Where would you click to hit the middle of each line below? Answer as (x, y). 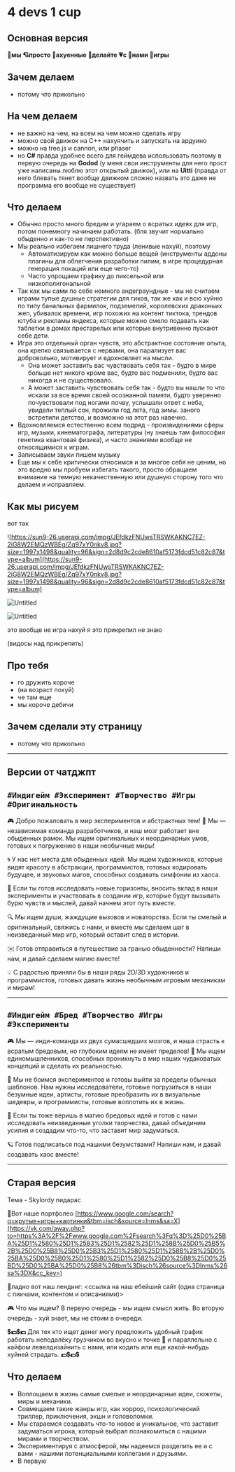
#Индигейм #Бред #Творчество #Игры (85, 1015)
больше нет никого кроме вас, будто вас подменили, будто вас (123, 373)
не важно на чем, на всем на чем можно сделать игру (99, 133)
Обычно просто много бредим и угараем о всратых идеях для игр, (118, 224)
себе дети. (33, 336)
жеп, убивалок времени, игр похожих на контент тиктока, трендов (117, 313)
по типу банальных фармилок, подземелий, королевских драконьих (120, 306)
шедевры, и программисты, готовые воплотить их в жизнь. (96, 1101)
